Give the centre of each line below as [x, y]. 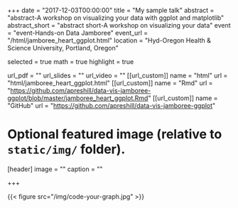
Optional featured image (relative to [115, 135]
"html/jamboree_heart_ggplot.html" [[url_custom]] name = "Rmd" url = [110, 83]
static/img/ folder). [66, 149]
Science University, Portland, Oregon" [63, 48]
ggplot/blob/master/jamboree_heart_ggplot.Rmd [78, 98]
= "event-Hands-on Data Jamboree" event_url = [78, 33]
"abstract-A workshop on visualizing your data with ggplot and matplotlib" [116, 18]
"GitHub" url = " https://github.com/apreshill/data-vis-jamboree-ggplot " [112, 105]
